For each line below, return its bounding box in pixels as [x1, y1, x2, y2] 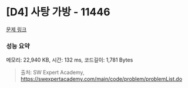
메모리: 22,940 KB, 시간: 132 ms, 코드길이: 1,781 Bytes [6, 56, 133, 63]
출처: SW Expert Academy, [20, 69, 85, 76]
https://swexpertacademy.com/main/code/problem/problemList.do [20, 76, 183, 83]
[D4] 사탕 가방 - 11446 [6, 5, 110, 19]
